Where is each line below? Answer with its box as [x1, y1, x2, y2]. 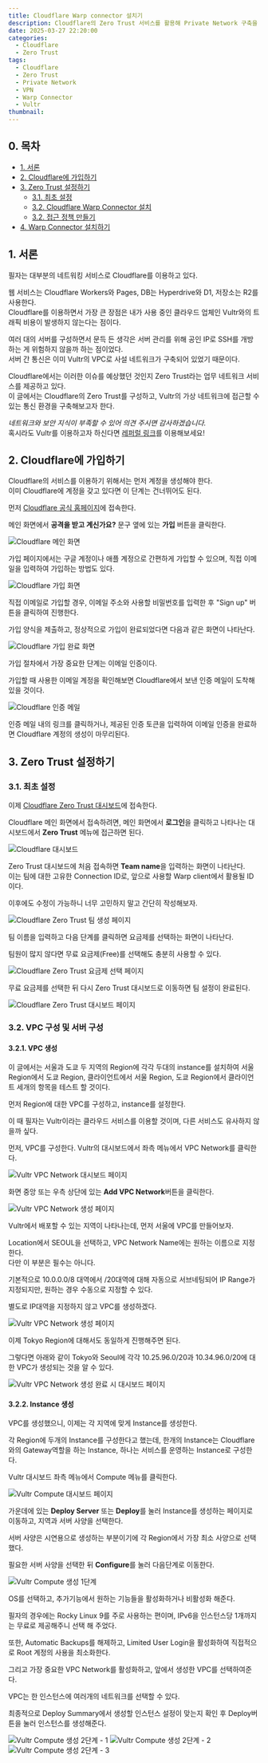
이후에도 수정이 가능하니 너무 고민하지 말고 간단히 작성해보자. [8, 898, 198, 908]
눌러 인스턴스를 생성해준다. [22, 1718, 107, 1728]
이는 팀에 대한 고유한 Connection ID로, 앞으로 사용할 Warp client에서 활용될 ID [8, 871, 254, 882]
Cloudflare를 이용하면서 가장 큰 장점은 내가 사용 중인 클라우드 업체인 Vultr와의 [8, 307, 252, 317]
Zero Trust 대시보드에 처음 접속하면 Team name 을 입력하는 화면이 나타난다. [8, 862, 246, 871]
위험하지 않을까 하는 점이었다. [31, 344, 124, 353]
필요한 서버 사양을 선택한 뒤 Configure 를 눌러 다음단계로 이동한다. [8, 1560, 215, 1570]
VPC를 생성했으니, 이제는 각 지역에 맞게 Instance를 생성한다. [8, 1418, 198, 1428]
